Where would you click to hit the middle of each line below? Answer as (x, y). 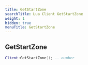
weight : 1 (15, 18)
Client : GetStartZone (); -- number (40, 58)
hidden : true (18, 23)
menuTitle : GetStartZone (30, 27)
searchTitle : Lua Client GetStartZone (44, 14)
